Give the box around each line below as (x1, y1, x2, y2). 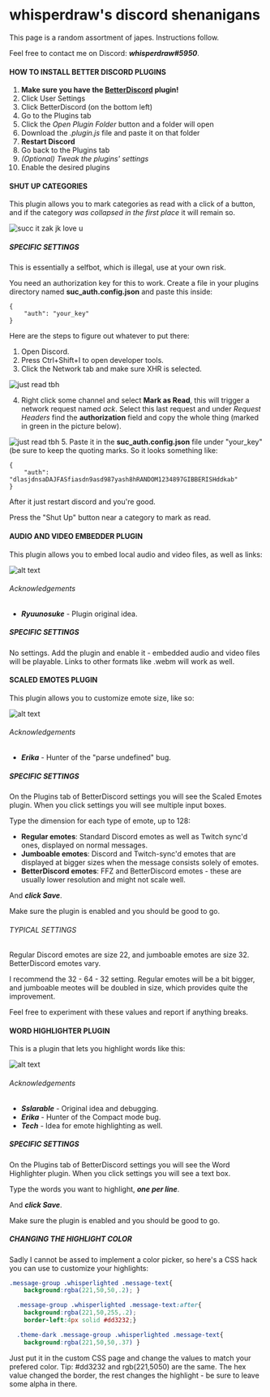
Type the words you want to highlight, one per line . (9, 1184, 180, 1194)
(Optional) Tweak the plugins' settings (20, 154, 149, 164)
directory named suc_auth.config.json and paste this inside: (9, 287, 213, 297)
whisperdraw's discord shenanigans (9, 6, 260, 24)
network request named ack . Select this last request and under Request (20, 404, 262, 414)
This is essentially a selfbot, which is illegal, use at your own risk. (9, 262, 226, 273)
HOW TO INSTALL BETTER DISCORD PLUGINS (9, 67, 167, 76)
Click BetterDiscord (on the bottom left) (20, 102, 153, 112)
